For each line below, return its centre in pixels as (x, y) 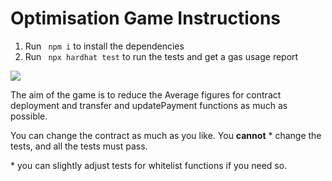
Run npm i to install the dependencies (104, 46)
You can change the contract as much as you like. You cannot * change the (166, 135)
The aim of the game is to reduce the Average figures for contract (146, 94)
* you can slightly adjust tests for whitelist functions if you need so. (149, 165)
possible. (29, 116)
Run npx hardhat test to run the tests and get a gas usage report (161, 56)
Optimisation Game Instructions (146, 18)
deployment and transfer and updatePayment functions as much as (149, 105)
